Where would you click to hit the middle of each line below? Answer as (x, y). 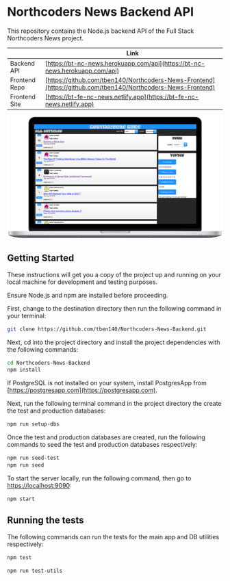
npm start (21, 499)
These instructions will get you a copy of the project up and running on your (114, 274)
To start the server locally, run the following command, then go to (99, 478)
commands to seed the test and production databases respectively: (102, 445)
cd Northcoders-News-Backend (49, 363)
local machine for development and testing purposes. (82, 282)
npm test (20, 557)
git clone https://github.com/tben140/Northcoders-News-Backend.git (107, 329)
